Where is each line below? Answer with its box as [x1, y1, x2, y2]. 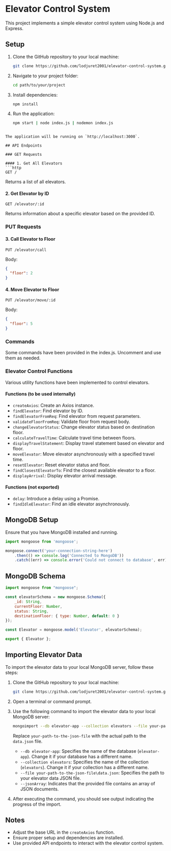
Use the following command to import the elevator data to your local [12, 708, 156, 714]
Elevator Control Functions [5, 367, 73, 375]
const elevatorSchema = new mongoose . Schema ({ [5, 594, 106, 600]
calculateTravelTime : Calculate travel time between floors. [12, 435, 136, 441]
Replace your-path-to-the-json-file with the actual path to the [12, 732, 147, 739]
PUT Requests [5, 223, 42, 231]
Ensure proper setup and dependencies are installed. [12, 835, 124, 841]
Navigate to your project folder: [12, 72, 79, 79]
